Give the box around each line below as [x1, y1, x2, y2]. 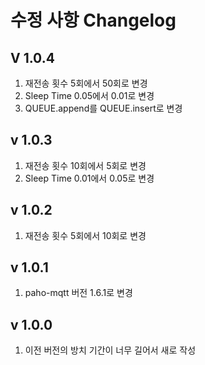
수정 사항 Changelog [10, 9, 177, 32]
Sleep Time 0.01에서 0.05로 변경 [24, 172, 155, 184]
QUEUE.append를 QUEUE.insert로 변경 [24, 102, 183, 114]
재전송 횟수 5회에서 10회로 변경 [24, 229, 147, 241]
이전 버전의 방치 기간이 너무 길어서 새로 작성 [24, 344, 197, 356]
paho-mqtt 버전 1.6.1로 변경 [24, 287, 133, 299]
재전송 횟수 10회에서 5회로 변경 [24, 159, 147, 171]
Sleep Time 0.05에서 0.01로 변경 [24, 90, 155, 101]
